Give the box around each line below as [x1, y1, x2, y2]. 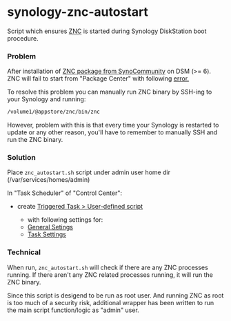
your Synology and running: [7, 95, 86, 103]
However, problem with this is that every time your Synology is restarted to [7, 121, 219, 130]
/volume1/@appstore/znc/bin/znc [7, 108, 100, 116]
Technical [7, 247, 41, 257]
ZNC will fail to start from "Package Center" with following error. [7, 74, 190, 83]
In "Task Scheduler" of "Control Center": [7, 189, 123, 197]
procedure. [7, 34, 39, 42]
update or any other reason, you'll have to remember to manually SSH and [7, 128, 218, 136]
